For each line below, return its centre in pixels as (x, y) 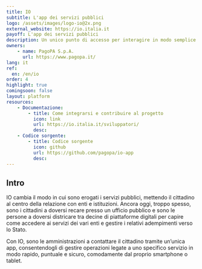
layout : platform (28, 96)
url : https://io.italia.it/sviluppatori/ (86, 125)
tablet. (14, 261)
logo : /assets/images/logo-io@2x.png (54, 23)
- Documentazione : (40, 108)
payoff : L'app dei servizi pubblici (52, 35)
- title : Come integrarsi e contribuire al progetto (96, 113)
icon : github (50, 147)
